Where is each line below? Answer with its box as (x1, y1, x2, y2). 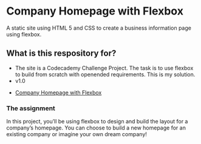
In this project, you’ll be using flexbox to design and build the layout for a (6, 118, 188, 125)
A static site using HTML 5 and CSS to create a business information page (6, 24, 191, 31)
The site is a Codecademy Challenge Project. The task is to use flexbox (15, 64, 194, 71)
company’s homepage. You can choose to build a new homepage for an (6, 124, 186, 131)
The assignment (6, 104, 56, 113)
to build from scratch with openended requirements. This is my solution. (15, 71, 196, 78)
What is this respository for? (6, 48, 117, 59)
